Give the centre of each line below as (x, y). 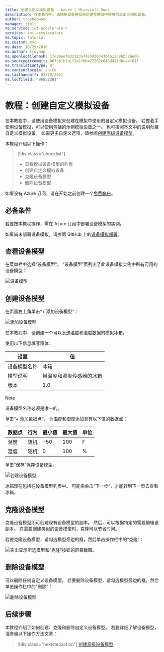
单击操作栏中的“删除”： (29, 586)
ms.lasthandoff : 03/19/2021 (34, 75)
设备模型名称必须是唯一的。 (34, 408)
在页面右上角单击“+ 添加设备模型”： (42, 312)
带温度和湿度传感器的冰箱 (73, 376)
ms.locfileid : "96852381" (32, 79)
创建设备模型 (25, 299)
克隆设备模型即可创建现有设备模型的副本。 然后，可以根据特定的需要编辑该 (82, 522)
